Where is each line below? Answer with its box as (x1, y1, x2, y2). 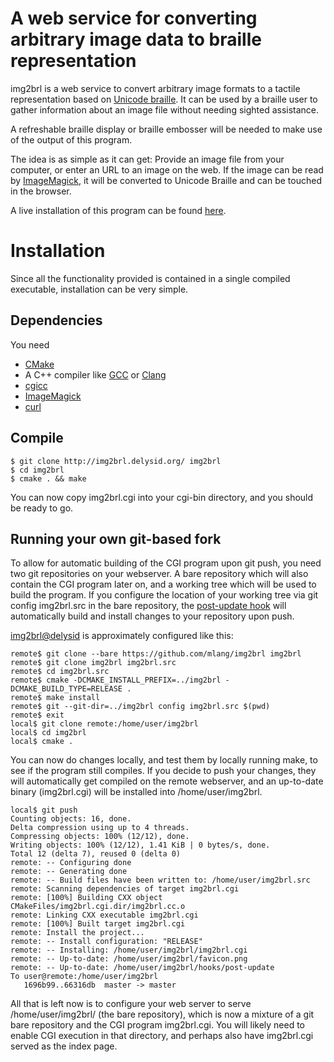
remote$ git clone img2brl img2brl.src (10, 658, 177, 668)
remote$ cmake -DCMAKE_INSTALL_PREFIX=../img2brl (10, 675, 222, 686)
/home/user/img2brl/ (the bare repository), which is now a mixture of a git (10, 1008, 315, 1021)
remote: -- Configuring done (10, 858, 132, 868)
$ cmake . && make (10, 473, 87, 484)
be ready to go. (10, 502, 74, 514)
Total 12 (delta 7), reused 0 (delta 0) (10, 849, 182, 859)
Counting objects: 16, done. (10, 814, 132, 824)
